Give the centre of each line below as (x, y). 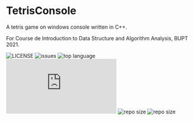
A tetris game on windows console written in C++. (67, 27)
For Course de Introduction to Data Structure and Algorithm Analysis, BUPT (97, 38)
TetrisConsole (41, 11)
